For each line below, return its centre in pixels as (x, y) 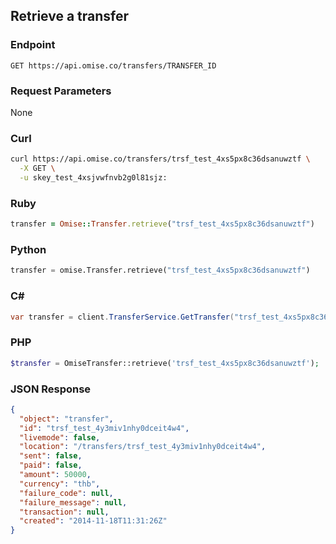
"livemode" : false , (60, 437)
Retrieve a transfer (70, 16)
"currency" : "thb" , (60, 484)
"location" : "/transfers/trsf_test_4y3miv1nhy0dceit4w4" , (143, 447)
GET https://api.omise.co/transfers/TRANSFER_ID (113, 65)
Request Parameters (61, 91)
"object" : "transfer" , (66, 419)
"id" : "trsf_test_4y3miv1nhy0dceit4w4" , (104, 428)
